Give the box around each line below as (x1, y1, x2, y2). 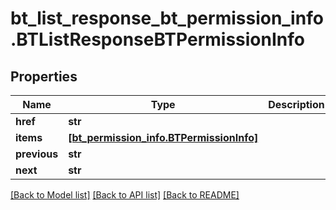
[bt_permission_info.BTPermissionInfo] (68, 131, 259, 144)
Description (268, 98, 325, 111)
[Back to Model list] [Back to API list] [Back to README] (10, 189, 240, 201)
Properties (10, 68, 78, 85)
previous (15, 147, 59, 161)
